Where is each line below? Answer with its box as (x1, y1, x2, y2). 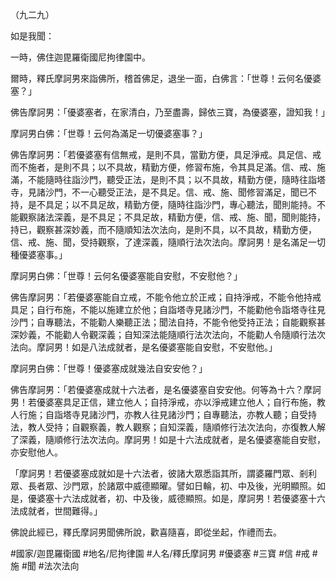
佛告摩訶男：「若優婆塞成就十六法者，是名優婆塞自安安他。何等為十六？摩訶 (10, 384, 322, 395)
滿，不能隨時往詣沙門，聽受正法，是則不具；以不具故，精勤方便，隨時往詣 (10, 174, 317, 185)
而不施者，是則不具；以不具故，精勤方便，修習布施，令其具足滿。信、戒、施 (10, 161, 326, 173)
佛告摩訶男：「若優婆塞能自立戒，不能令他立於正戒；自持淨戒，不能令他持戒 (10, 291, 322, 303)
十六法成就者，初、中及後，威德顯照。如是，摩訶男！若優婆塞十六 (53, 493, 326, 504)
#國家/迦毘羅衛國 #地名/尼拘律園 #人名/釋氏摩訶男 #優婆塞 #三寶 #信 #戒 (10, 548, 310, 559)
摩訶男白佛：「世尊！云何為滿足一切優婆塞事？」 (10, 128, 208, 139)
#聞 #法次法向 (21, 560, 80, 572)
